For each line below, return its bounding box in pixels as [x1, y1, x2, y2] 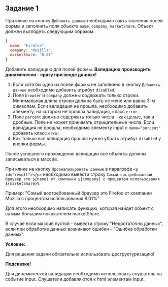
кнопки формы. [12, 141, 46, 147]
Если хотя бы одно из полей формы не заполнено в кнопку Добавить [12, 81, 161, 88]
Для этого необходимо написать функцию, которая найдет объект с [5, 205, 154, 211]
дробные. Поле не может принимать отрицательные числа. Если [12, 119, 155, 125]
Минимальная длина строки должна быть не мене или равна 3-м [12, 98, 155, 104]
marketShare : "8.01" [10, 52, 53, 57]
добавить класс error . [12, 130, 61, 136]
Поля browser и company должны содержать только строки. [12, 92, 140, 99]
